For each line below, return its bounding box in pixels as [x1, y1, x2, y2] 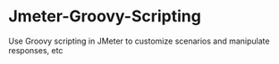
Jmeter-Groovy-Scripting [8, 6, 202, 27]
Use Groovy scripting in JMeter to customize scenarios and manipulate [8, 36, 270, 46]
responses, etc [8, 44, 63, 55]
